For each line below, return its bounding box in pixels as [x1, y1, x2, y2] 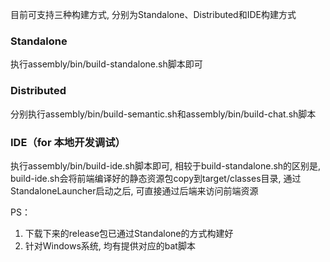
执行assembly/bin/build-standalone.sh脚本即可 [10, 58, 203, 70]
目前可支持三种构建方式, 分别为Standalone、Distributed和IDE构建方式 [10, 9, 297, 20]
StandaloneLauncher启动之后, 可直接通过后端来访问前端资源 [10, 184, 259, 197]
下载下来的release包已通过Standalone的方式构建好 [24, 227, 234, 239]
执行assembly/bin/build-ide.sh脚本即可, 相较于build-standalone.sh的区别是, [10, 159, 322, 172]
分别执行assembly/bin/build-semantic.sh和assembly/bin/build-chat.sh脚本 [10, 108, 317, 120]
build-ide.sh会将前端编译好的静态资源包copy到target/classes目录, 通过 [10, 172, 302, 184]
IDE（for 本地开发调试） [10, 135, 126, 149]
